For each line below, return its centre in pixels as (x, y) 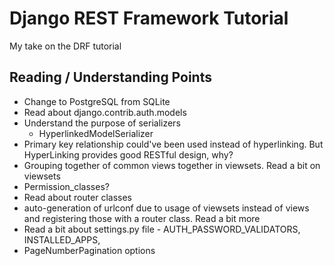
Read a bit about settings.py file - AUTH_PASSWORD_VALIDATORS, (162, 229)
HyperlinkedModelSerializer (96, 133)
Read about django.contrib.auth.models (105, 112)
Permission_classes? (66, 186)
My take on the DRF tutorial (65, 46)
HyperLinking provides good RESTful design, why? (128, 154)
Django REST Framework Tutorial (149, 18)
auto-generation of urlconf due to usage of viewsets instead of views (166, 208)
